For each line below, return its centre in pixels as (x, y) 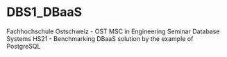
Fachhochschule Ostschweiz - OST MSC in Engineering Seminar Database (113, 31)
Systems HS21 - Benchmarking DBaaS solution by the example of (100, 38)
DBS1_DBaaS (44, 12)
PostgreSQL (24, 46)
